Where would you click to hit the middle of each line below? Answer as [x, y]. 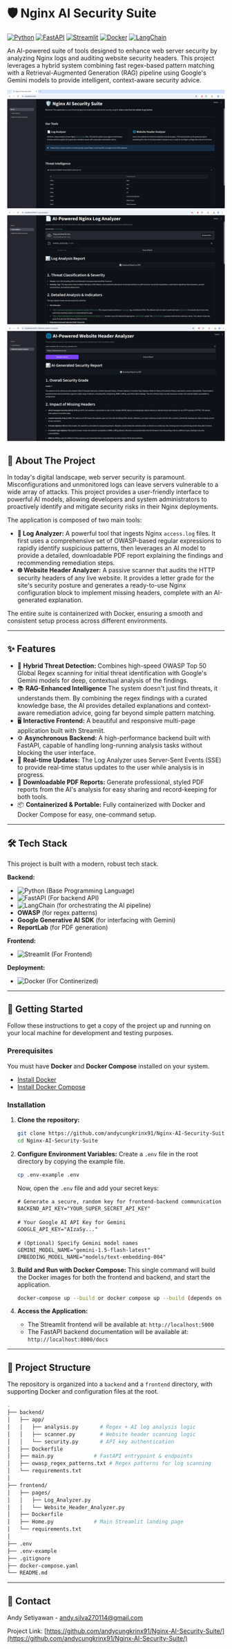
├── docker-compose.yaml [43, 1566]
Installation [27, 1104]
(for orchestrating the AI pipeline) [104, 905]
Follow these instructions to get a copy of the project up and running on [109, 1026]
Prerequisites [30, 1051]
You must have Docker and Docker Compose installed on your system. [108, 1066]
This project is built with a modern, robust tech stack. [83, 864]
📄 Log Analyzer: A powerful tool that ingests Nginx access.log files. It [116, 533]
